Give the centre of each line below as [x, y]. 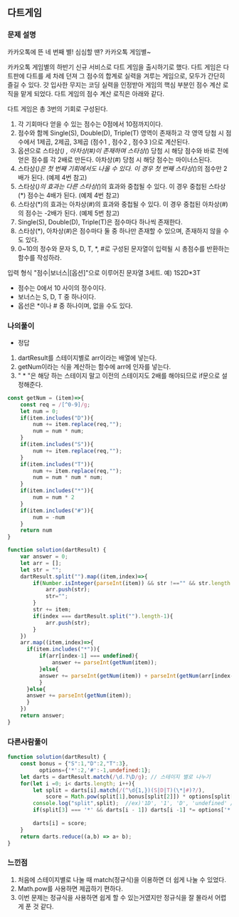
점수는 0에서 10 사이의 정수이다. [62, 288]
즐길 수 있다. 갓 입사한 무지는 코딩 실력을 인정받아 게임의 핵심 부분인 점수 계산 [115, 85]
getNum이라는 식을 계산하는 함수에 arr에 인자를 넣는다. [94, 366]
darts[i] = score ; [60, 823]
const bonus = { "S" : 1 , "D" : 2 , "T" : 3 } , [75, 764]
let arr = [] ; [41, 563]
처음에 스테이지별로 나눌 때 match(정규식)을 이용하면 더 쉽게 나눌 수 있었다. [122, 879]
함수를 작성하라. [39, 257]
